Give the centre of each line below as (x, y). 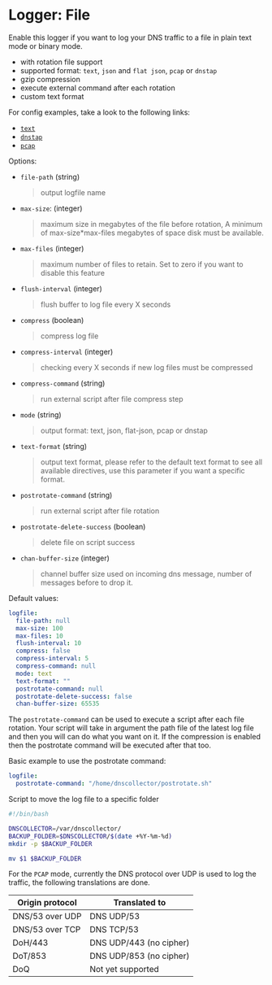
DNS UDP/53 (114, 917)
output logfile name (73, 192)
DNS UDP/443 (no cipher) (139, 943)
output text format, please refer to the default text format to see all (151, 462)
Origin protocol (47, 903)
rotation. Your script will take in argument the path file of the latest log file (131, 728)
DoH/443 (30, 943)
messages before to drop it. (87, 582)
